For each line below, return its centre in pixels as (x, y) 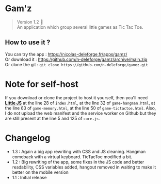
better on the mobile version (40, 172)
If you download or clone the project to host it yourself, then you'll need (76, 97)
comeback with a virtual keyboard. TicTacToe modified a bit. (72, 157)
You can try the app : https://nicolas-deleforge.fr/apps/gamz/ (66, 54)
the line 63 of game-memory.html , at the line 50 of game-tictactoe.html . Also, (80, 108)
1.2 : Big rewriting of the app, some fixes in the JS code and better (78, 162)
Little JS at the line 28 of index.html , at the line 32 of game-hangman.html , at (80, 103)
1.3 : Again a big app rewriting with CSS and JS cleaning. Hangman (79, 151)
